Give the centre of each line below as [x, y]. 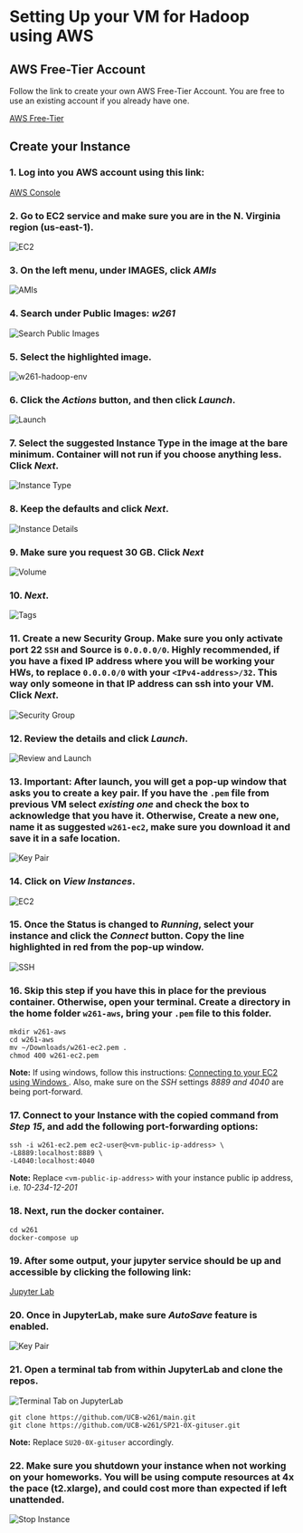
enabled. [29, 1326]
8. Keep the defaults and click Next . [89, 509]
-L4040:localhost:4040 [52, 1162]
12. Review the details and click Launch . [99, 738]
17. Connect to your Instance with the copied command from [144, 1115]
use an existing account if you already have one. [99, 101]
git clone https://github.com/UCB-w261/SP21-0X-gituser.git [125, 1425]
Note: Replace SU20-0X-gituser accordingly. [92, 1441]
